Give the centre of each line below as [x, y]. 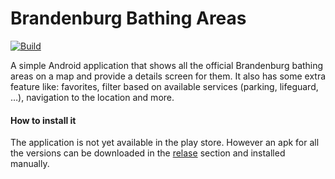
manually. [30, 164]
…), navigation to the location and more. [92, 97]
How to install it [43, 120]
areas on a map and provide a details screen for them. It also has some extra [168, 76]
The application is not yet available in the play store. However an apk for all [165, 143]
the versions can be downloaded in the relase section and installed [148, 153]
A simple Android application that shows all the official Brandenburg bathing [167, 65]
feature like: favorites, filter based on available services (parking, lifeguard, [164, 86]
